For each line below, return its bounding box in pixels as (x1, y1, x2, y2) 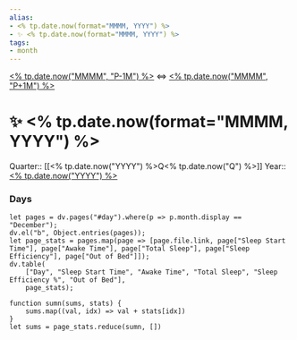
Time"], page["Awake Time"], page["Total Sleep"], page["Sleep (9, 244, 250, 253)
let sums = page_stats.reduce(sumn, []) (9, 323, 163, 332)
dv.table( (9, 260, 47, 269)
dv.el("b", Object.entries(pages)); (9, 229, 146, 238)
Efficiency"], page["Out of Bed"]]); (9, 252, 150, 261)
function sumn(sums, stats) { (9, 299, 123, 309)
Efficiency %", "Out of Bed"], (9, 276, 126, 285)
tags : (9, 38, 30, 47)
